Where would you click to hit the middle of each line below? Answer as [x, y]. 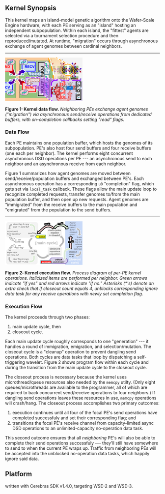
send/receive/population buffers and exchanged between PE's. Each [74, 178]
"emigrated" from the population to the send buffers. [58, 210]
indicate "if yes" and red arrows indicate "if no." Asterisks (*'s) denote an [80, 283]
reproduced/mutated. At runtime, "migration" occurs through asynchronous [82, 41]
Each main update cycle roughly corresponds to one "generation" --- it [77, 341]
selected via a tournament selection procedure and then [62, 35]
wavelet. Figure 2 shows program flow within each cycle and [87, 362]
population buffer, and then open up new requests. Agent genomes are [77, 199]
